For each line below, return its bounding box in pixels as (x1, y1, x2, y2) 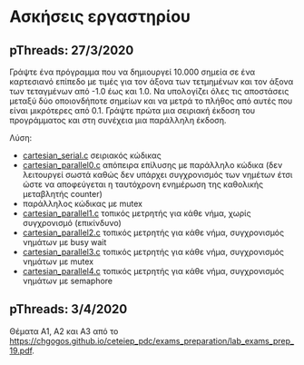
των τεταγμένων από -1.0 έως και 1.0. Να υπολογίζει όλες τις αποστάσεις (9, 86, 289, 96)
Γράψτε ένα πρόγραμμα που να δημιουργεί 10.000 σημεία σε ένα (9, 66, 256, 77)
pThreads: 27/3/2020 (9, 43, 134, 58)
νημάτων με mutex (22, 256, 93, 267)
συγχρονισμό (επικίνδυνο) (22, 218, 123, 228)
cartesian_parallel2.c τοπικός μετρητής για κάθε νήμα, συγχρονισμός (22, 227, 284, 238)
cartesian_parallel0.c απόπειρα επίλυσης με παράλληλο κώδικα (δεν (22, 160, 283, 170)
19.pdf (9, 345, 33, 356)
